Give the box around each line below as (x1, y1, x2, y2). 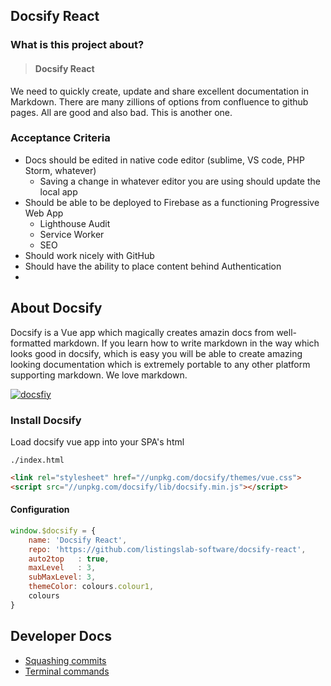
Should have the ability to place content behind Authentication (24, 260, 282, 272)
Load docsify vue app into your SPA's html (10, 435, 185, 448)
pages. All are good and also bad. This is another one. (10, 106, 233, 118)
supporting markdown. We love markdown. (10, 369, 188, 381)
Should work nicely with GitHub (24, 249, 155, 261)
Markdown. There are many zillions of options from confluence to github (10, 95, 309, 108)
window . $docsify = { (10, 525, 97, 536)
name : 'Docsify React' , (28, 535, 128, 545)
